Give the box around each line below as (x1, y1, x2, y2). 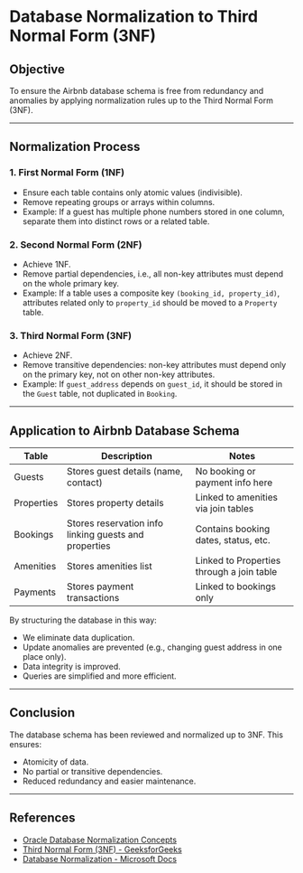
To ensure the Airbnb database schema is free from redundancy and (9, 86, 264, 96)
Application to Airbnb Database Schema (9, 423, 241, 438)
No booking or (195, 465, 256, 478)
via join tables (195, 502, 254, 515)
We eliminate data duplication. (22, 633, 135, 643)
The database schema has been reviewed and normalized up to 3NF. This (9, 729, 284, 740)
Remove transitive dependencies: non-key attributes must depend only (22, 360, 287, 371)
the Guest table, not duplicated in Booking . (22, 389, 178, 399)
